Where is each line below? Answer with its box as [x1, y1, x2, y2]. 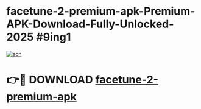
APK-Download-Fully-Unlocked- [6, 17, 174, 31]
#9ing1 [36, 30, 71, 44]
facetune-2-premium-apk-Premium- [6, 4, 196, 18]
